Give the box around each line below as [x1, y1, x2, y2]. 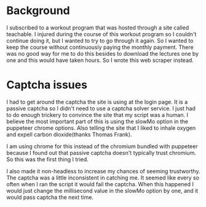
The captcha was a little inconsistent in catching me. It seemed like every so [6, 174, 200, 181]
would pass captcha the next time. [6, 194, 94, 201]
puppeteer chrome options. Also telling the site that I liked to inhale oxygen [6, 124, 196, 132]
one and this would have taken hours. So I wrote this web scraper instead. [6, 56, 194, 64]
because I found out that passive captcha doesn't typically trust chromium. [6, 149, 197, 156]
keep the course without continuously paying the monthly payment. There [6, 43, 194, 51]
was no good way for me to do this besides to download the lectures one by [6, 50, 199, 57]
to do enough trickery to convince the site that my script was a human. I [6, 111, 189, 118]
